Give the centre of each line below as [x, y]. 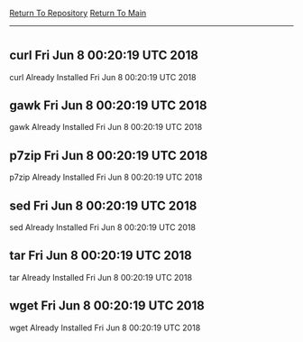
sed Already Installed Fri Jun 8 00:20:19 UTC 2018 [103, 227]
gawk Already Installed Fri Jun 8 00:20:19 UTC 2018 [106, 127]
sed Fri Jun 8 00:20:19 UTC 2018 [103, 205]
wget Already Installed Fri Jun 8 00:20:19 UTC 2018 [105, 328]
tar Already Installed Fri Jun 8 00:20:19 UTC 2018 [101, 277]
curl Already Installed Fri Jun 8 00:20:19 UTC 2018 [103, 77]
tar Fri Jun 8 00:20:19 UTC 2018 [101, 256]
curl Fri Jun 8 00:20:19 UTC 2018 [104, 55]
